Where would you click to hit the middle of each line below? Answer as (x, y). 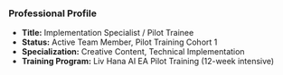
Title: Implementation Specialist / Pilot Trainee (108, 33)
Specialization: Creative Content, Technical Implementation (133, 52)
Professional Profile (52, 13)
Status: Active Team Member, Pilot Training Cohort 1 (119, 42)
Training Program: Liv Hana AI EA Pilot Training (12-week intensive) (148, 62)
